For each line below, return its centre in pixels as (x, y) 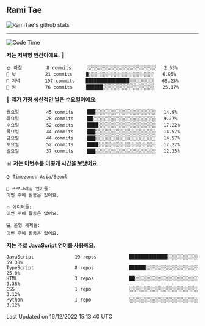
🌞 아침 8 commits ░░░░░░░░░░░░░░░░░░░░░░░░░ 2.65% (92, 68)
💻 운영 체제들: (23, 225)
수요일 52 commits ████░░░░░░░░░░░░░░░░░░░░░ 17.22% (93, 125)
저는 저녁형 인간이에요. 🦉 (36, 55)
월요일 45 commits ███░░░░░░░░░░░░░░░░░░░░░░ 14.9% (92, 112)
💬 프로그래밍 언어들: (29, 188)
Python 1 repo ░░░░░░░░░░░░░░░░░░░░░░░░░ (102, 300)
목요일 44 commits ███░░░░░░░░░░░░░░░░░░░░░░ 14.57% (93, 132)
